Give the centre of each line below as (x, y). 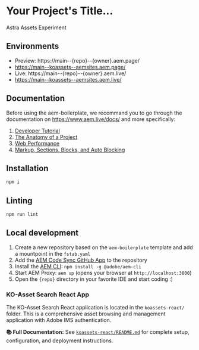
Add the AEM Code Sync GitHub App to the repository (81, 260)
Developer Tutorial (37, 131)
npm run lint (22, 215)
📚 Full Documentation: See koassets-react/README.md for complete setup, (98, 332)
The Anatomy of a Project (46, 137)
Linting (19, 201)
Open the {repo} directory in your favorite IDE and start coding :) (94, 279)
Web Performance (37, 143)
